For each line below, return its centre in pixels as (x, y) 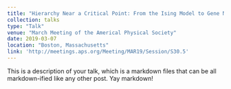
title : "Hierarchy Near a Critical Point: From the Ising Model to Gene (113, 13)
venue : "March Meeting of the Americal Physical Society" (92, 33)
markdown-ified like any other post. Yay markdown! (80, 78)
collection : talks (33, 20)
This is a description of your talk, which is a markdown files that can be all (112, 71)
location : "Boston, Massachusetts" (58, 45)
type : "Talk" (26, 26)
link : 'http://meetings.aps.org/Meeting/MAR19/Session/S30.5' (98, 52)
